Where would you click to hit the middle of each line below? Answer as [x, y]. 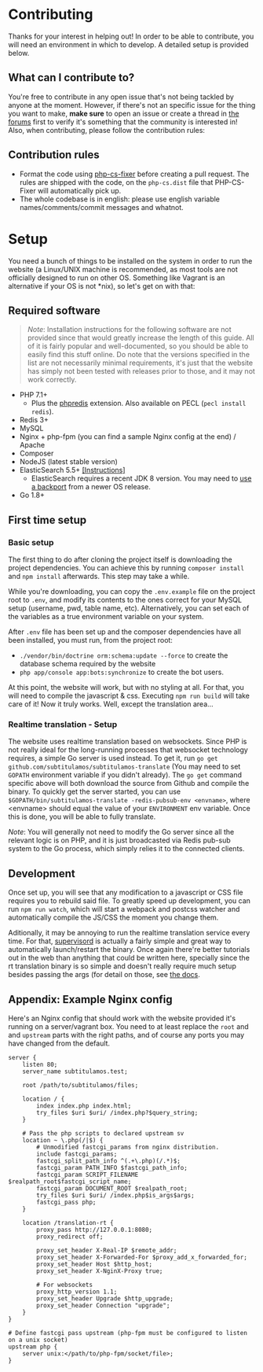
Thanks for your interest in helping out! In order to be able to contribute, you [131, 36]
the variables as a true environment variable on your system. [106, 616]
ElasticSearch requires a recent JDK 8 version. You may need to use [141, 478]
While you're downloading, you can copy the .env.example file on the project [132, 591]
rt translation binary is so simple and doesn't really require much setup [122, 966]
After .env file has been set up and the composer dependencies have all [125, 632]
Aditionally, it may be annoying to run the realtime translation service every [129, 933]
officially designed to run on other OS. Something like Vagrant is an [117, 278]
